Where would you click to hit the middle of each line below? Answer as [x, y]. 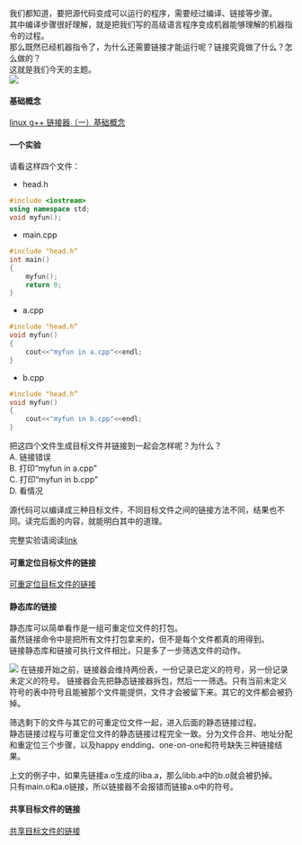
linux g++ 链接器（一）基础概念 [67, 122]
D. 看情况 [26, 491]
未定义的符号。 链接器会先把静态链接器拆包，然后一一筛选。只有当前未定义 [148, 681]
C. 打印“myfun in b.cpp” [54, 480]
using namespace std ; [50, 210]
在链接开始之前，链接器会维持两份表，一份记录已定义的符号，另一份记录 [154, 670]
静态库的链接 [33, 607]
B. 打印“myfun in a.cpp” [53, 468]
